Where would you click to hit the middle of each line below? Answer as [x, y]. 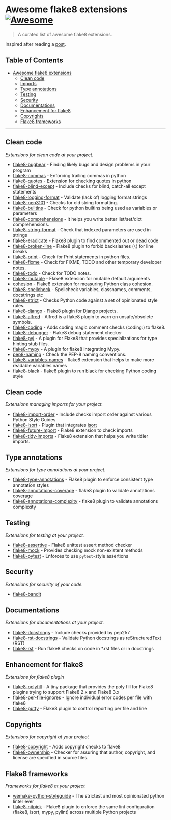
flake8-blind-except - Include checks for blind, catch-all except [79, 186]
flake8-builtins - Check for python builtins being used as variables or [85, 208]
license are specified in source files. [50, 758]
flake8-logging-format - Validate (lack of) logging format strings [80, 197]
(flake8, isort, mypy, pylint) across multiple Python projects [74, 812]
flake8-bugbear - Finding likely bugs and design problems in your [81, 164]
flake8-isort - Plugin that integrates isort [55, 425]
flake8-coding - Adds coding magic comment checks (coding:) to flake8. [89, 327]
